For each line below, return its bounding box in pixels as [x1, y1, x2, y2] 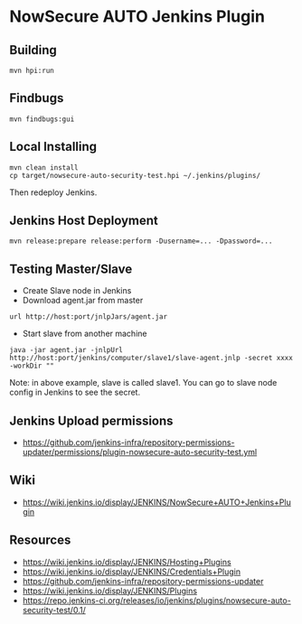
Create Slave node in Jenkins [22, 285, 132, 296]
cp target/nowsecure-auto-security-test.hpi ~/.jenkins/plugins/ [9, 171, 260, 180]
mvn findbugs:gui [9, 115, 75, 124]
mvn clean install [9, 163, 79, 172]
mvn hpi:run [9, 66, 54, 75]
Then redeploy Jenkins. [9, 187, 98, 198]
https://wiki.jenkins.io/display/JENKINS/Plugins [22, 585, 197, 596]
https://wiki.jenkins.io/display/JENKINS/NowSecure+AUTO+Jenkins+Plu [22, 497, 291, 508]
